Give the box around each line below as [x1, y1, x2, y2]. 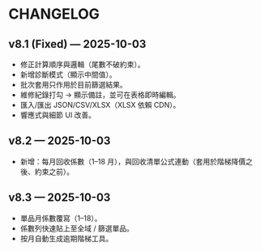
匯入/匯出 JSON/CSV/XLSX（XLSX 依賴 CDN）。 [19, 100, 181, 109]
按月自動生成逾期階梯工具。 [19, 233, 113, 243]
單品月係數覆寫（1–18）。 [19, 213, 102, 223]
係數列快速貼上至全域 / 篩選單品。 [19, 223, 134, 233]
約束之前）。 [34, 167, 75, 177]
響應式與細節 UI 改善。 [19, 110, 96, 120]
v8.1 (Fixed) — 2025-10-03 [8, 37, 147, 51]
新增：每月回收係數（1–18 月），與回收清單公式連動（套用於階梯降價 [19, 156, 246, 166]
